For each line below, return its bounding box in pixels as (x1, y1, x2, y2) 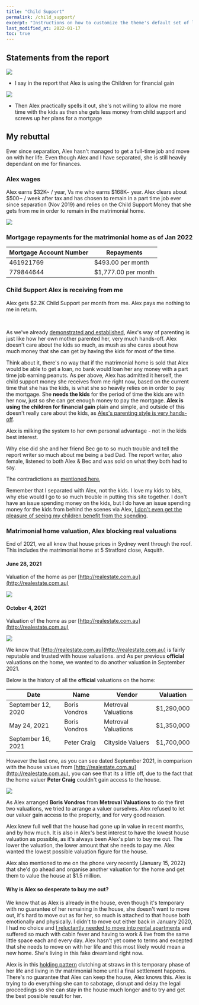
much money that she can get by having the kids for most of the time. (6, 347, 176, 354)
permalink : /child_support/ (6, 14, 76, 20)
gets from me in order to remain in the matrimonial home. (6, 207, 146, 215)
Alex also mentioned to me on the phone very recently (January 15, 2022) (6, 860, 186, 867)
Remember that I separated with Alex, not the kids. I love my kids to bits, (6, 487, 182, 494)
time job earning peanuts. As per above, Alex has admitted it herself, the (6, 372, 182, 379)
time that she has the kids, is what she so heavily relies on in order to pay (6, 384, 185, 391)
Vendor (116, 691, 138, 699)
